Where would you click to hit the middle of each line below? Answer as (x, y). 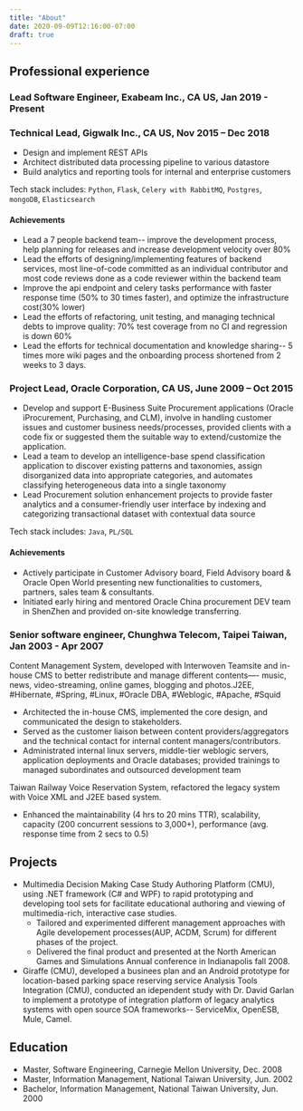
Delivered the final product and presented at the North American (156, 952)
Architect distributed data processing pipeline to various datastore (146, 162)
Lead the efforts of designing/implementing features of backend (142, 259)
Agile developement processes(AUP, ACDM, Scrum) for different (156, 932)
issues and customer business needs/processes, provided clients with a (157, 428)
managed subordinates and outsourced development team (132, 769)
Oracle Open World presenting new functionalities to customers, (142, 582)
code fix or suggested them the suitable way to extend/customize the (152, 437)
